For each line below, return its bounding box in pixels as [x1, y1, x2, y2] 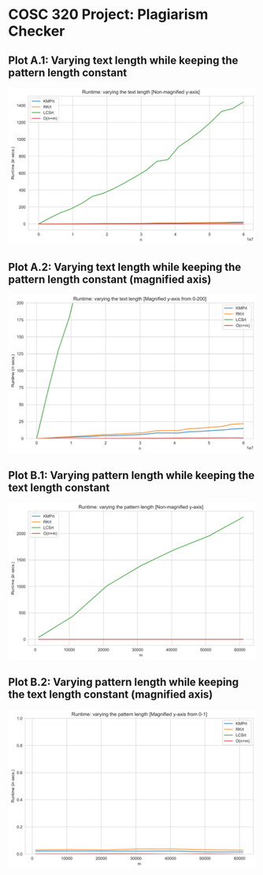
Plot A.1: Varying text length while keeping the [8, 54, 239, 67]
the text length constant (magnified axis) [8, 688, 213, 702]
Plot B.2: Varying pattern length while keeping [8, 676, 239, 689]
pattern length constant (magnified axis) [8, 273, 212, 286]
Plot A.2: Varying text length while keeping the [8, 260, 242, 273]
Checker [8, 22, 65, 40]
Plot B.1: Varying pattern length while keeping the [8, 469, 255, 482]
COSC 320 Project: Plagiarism [8, 6, 209, 24]
